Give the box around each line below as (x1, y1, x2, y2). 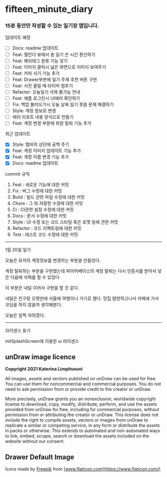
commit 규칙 (5, 171, 30, 177)
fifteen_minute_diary (5, 3, 93, 15)
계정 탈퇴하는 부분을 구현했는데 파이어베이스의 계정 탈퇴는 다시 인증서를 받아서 (5, 268, 157, 274)
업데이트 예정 (5, 34, 31, 40)
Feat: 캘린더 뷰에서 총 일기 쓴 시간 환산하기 (12, 51, 95, 57)
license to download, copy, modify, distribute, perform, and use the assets (5, 401, 158, 407)
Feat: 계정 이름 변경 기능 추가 (12, 154, 69, 160)
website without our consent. (5, 438, 65, 445)
